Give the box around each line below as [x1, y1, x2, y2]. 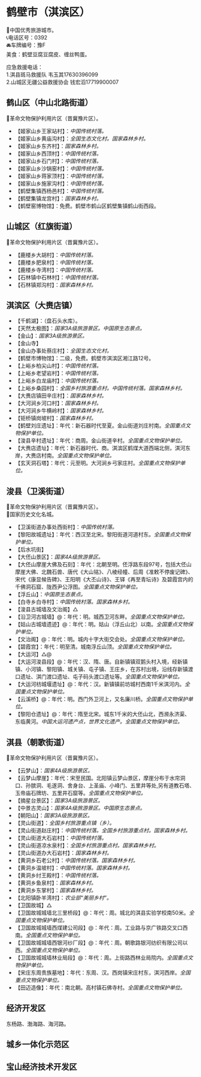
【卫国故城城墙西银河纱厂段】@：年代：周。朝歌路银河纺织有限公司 [14, 939, 183, 946]
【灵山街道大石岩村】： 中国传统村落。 [14, 835, 107, 841]
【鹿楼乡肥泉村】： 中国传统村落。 [14, 259, 97, 266]
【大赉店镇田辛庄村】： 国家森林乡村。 [14, 392, 107, 399]
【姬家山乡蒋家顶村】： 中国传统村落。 [14, 172, 107, 180]
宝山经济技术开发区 [6, 1061, 77, 1072]
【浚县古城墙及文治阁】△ [14, 606, 78, 613]
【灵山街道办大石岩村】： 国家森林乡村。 [14, 850, 112, 856]
